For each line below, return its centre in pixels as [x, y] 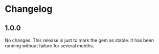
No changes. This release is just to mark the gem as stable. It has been [79, 40]
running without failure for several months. [50, 46]
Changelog [29, 9]
